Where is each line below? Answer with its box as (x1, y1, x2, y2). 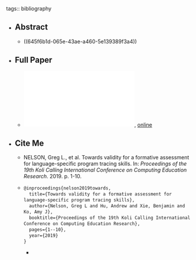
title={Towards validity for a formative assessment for (28, 191, 172, 197)
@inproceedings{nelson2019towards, (23, 185, 111, 191)
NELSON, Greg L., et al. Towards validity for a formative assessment (23, 154, 190, 161)
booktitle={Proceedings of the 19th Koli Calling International (28, 215, 191, 221)
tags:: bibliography (6, 5, 52, 12)
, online (134, 121, 152, 128)
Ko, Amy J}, (23, 209, 53, 215)
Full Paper (14, 55, 53, 65)
